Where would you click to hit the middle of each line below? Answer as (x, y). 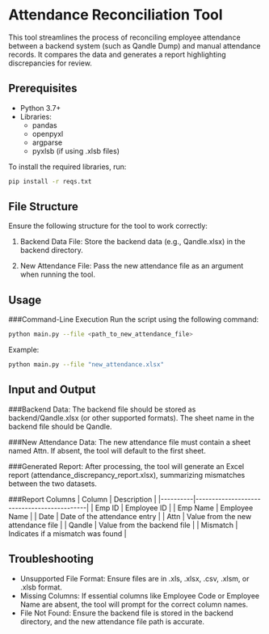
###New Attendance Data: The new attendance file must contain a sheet (130, 442)
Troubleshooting (51, 559)
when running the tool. (57, 275)
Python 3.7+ (40, 108)
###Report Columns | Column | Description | (82, 499)
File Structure (43, 207)
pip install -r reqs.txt (50, 181)
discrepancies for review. (50, 63)
